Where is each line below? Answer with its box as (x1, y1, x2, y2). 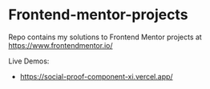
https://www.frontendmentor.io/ (8, 40, 114, 50)
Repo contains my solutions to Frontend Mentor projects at (8, 32, 202, 42)
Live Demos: (8, 56, 50, 66)
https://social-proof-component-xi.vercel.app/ (19, 71, 174, 81)
